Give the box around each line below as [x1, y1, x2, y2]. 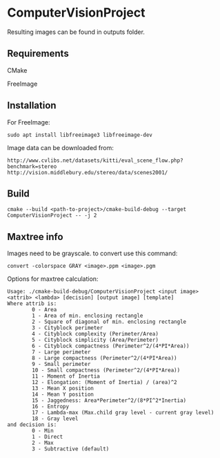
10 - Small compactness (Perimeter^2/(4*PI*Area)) [32, 367, 181, 374]
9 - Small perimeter [32, 361, 91, 368]
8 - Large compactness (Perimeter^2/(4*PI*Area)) [32, 355, 177, 362]
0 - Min [32, 428, 54, 434]
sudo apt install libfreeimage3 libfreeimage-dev [7, 131, 153, 138]
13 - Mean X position [32, 385, 94, 392]
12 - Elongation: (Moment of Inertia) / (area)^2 [32, 379, 177, 386]
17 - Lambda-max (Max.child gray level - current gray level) [32, 410, 214, 416]
